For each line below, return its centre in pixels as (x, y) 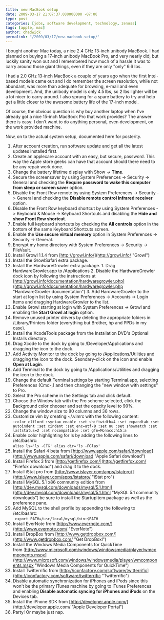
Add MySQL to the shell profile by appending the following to (74, 508)
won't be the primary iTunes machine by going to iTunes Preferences (82, 586)
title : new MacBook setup (32, 10)
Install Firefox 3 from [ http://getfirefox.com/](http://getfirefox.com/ (79, 461)
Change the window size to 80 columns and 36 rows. (66, 411)
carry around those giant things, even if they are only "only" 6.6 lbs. (74, 66)
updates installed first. (35, 151)
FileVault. (22, 250)
